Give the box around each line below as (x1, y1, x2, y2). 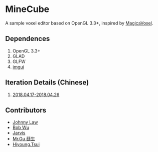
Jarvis (12, 130, 26, 136)
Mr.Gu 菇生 (12, 136, 35, 142)
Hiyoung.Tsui (12, 141, 40, 147)
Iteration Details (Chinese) (5, 78, 89, 87)
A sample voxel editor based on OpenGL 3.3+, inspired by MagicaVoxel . (5, 20, 153, 26)
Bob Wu (12, 124, 29, 130)
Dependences (5, 34, 50, 43)
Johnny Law (12, 119, 38, 125)
